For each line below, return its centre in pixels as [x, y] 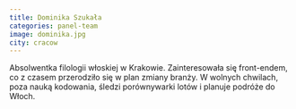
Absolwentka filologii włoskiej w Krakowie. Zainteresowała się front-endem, [149, 68]
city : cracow [34, 42]
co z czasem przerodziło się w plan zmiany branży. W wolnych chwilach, [144, 78]
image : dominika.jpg [48, 34]
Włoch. [22, 96]
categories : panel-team [54, 26]
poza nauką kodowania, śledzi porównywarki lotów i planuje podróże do [142, 87]
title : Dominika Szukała [56, 17]
